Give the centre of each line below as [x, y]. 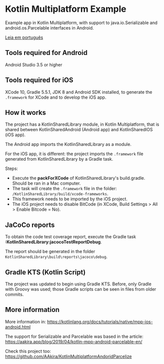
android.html [18, 327]
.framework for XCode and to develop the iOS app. [56, 97]
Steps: [12, 168]
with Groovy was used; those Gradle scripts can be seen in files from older [81, 289]
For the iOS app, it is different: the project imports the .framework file [74, 154]
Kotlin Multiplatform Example [66, 9]
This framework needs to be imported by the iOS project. [70, 199]
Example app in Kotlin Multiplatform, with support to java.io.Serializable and [82, 23]
